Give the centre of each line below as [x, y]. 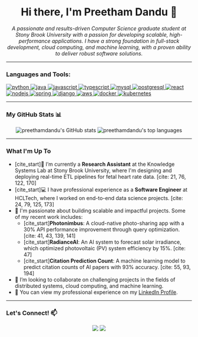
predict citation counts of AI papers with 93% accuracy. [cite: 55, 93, [107, 267]
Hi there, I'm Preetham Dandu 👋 [99, 12]
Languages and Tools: [38, 74]
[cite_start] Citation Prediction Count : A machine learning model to [104, 261]
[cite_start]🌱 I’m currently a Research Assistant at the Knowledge [95, 164]
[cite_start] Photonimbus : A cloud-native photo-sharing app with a [104, 223]
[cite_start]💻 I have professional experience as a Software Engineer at [101, 189]
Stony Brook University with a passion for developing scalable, [92, 34]
